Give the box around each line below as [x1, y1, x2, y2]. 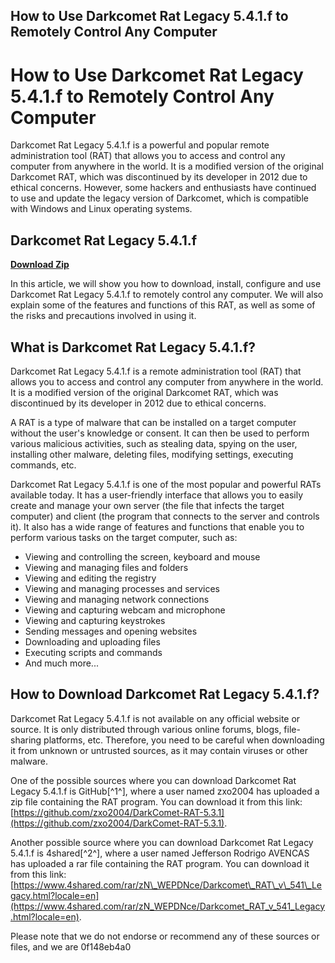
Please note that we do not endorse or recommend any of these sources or [10, 930, 320, 942]
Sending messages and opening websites [24, 625, 198, 637]
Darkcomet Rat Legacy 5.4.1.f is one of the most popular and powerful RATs [10, 478, 322, 490]
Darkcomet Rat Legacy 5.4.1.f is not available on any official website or [10, 712, 301, 724]
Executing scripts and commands [24, 646, 163, 658]
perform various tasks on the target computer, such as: [10, 531, 238, 543]
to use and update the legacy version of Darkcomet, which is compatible [10, 192, 309, 204]
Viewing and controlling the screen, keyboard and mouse [24, 550, 261, 563]
